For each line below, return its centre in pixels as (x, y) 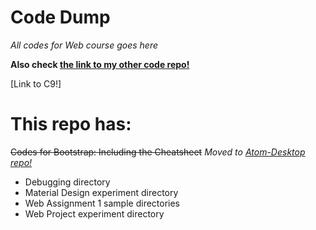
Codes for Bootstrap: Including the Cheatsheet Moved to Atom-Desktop (158, 152)
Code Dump (60, 17)
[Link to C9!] (36, 83)
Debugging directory (67, 182)
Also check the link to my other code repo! (100, 64)
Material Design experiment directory (101, 192)
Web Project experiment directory (94, 213)
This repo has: (71, 124)
